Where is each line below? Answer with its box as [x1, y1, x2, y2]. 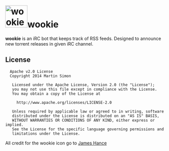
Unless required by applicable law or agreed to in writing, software [12, 109, 164, 114]
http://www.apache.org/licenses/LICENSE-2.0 [16, 100, 112, 105]
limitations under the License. [12, 131, 80, 136]
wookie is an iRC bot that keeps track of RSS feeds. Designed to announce [5, 35, 161, 42]
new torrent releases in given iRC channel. [5, 41, 94, 47]
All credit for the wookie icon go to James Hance [5, 140, 107, 146]
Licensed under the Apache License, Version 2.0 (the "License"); [12, 82, 155, 87]
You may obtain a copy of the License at [12, 91, 101, 96]
